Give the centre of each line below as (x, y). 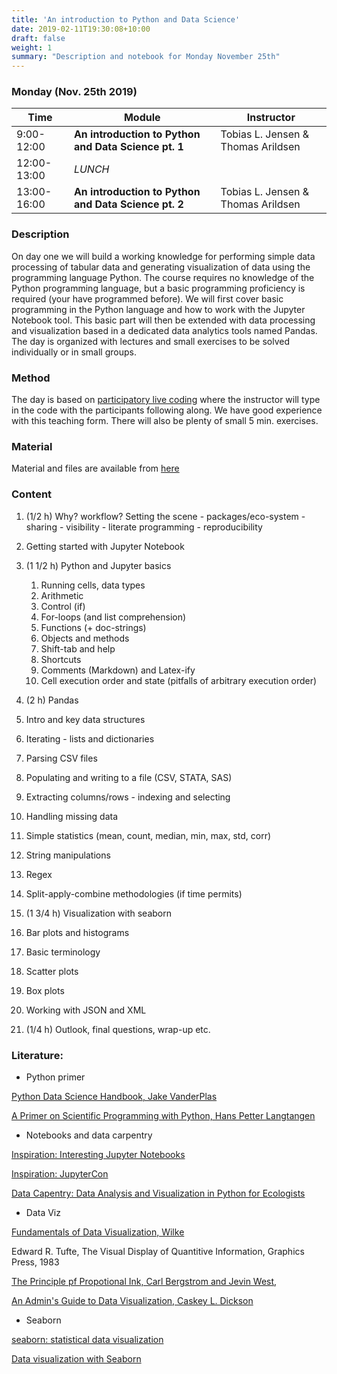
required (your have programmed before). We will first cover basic (147, 298)
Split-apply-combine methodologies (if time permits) (134, 893)
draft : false (38, 38)
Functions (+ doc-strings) (93, 627)
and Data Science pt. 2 (128, 204)
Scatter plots (52, 971)
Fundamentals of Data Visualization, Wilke (98, 1232)
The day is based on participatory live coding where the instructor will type (166, 400)
